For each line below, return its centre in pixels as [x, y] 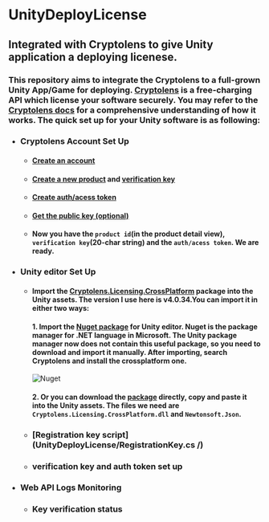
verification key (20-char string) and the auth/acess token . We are [145, 243]
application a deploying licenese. [93, 57]
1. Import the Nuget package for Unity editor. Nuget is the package [145, 326]
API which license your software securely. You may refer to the [133, 100]
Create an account [63, 161]
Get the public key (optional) [80, 215]
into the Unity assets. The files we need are [106, 405]
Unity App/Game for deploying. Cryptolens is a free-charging [130, 90]
